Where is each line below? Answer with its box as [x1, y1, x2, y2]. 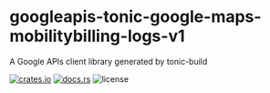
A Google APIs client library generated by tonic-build [9, 56, 208, 67]
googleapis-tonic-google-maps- [9, 6, 262, 27]
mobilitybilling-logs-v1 [9, 26, 185, 46]
